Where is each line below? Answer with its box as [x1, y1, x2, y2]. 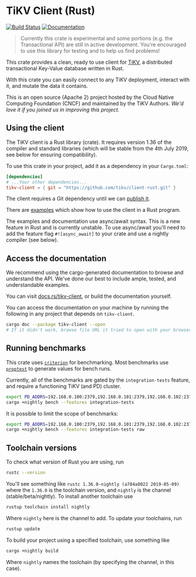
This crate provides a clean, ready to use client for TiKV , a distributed [6, 59, 173, 66]
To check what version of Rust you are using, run [6, 458, 124, 466]
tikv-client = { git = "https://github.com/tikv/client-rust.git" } [6, 184, 176, 191]
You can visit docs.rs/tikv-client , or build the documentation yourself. [6, 293, 172, 300]
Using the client [6, 123, 65, 133]
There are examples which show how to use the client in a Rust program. [6, 207, 181, 214]
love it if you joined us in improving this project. [6, 106, 120, 113]
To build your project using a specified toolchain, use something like [6, 537, 170, 544]
